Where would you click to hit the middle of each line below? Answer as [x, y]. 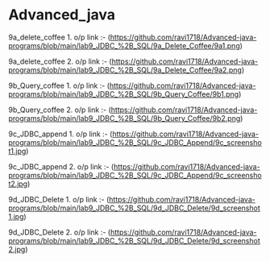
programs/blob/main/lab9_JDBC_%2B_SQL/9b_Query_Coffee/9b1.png [124, 94]
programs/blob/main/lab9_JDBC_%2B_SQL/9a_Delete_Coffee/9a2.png [125, 69]
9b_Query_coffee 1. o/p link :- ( [59, 85]
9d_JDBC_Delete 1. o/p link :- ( [59, 199]
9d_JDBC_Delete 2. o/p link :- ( [60, 232]
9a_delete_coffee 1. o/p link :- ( [60, 37]
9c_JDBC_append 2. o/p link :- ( [61, 166]
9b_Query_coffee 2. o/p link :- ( [60, 110]
